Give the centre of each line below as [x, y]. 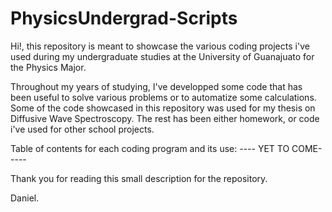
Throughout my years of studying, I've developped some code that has [156, 86]
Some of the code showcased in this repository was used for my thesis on [163, 108]
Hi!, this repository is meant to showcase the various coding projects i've [160, 46]
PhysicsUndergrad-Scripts [124, 18]
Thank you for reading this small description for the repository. [139, 178]
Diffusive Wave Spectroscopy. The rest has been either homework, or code [165, 118]
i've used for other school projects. [82, 129]
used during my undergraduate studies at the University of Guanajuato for [162, 56]
